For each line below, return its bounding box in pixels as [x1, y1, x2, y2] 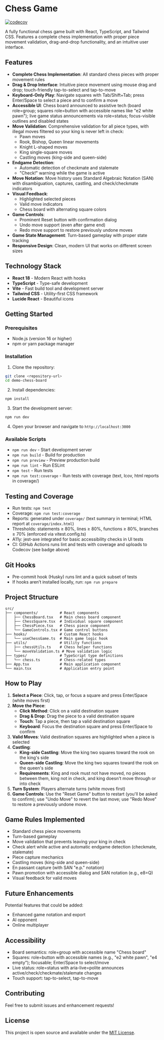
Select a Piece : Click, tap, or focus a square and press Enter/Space [12, 692, 148, 698]
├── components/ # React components [5, 610, 99, 615]
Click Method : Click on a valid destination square [19, 708, 119, 714]
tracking [12, 238, 29, 243]
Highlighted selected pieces [19, 196, 76, 202]
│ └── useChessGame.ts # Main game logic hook [5, 636, 108, 641]
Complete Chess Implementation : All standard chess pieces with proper [12, 71, 159, 77]
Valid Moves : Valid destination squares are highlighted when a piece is [12, 734, 155, 739]
